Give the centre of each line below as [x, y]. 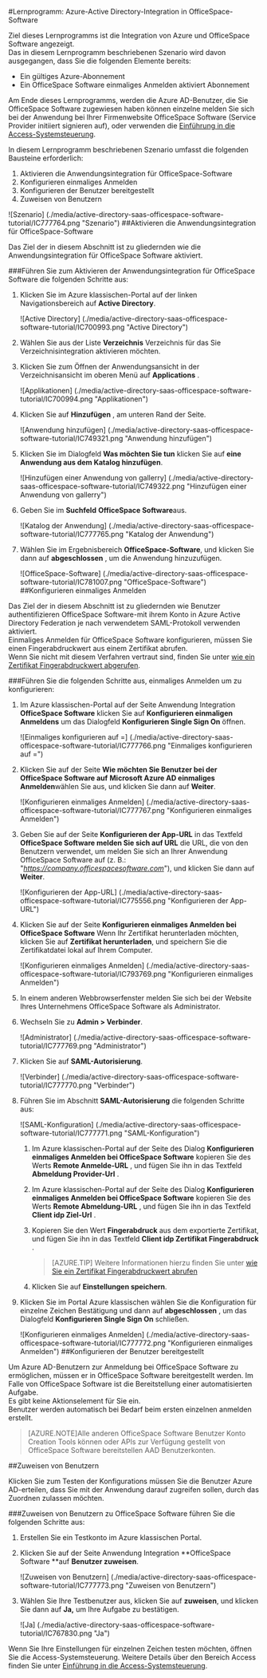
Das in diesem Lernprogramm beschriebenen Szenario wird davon [117, 52]
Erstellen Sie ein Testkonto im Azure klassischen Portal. [110, 1538]
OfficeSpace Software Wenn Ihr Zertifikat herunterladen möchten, [129, 933]
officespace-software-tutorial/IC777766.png [92, 746]
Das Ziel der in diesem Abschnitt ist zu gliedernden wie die [105, 247]
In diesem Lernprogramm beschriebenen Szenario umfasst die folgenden [128, 150]
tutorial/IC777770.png [56, 1085]
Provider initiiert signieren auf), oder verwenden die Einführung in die [122, 126]
